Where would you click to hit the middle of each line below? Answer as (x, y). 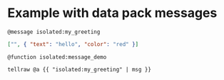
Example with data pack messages (112, 13)
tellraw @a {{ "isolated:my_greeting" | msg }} (80, 69)
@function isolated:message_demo (57, 57)
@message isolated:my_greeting (54, 32)
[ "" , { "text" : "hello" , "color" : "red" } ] (73, 44)
